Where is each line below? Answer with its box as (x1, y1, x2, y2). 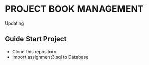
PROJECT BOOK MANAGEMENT (5, 3, 144, 15)
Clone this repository (12, 48, 57, 54)
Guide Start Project (5, 35, 67, 44)
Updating (5, 20, 24, 26)
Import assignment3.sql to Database (12, 54, 89, 60)
